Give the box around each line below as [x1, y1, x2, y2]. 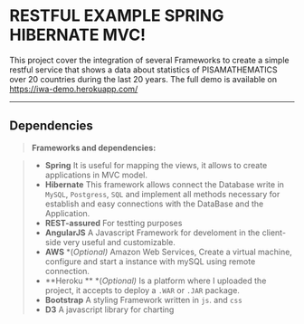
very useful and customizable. [62, 236, 176, 247]
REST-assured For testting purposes [44, 217, 183, 228]
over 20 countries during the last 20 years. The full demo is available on [9, 73, 278, 84]
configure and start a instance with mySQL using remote [44, 255, 256, 267]
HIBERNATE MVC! [9, 24, 147, 45]
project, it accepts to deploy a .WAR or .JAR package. [44, 284, 240, 295]
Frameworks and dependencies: [31, 142, 157, 153]
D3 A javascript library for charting [44, 304, 175, 315]
